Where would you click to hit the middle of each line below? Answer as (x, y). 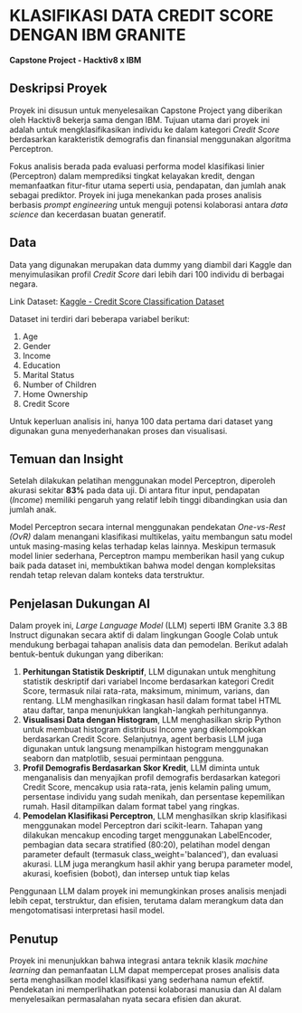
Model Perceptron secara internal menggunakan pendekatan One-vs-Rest (148, 527)
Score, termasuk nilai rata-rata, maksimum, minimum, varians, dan (146, 691)
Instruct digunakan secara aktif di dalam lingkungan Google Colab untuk (144, 635)
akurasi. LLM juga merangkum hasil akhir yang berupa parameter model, (158, 864)
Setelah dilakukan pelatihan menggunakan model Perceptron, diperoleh (142, 481)
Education (41, 365)
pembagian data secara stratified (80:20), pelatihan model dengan (146, 845)
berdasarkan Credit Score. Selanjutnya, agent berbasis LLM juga (143, 739)
